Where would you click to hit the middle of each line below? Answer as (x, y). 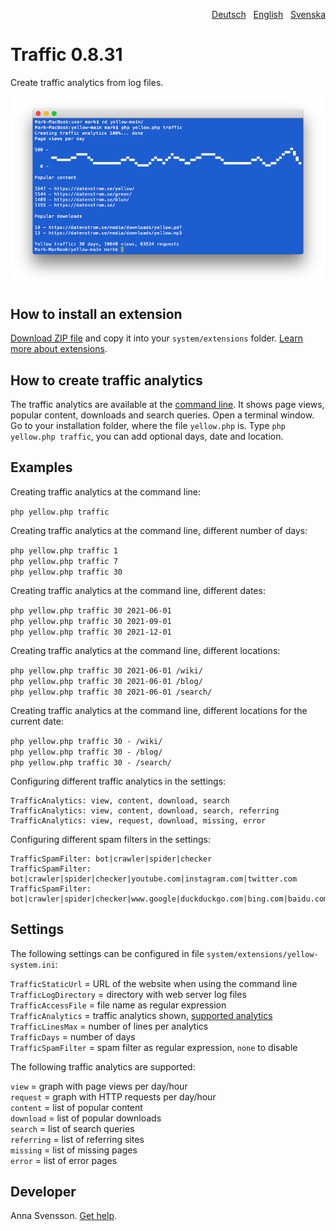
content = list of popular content (76, 1107)
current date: (37, 721)
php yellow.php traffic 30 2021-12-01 (91, 632)
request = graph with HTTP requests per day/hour (113, 1096)
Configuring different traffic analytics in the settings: (118, 781)
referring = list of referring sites (77, 1139)
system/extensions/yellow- (262, 954)
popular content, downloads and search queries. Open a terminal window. (162, 415)
